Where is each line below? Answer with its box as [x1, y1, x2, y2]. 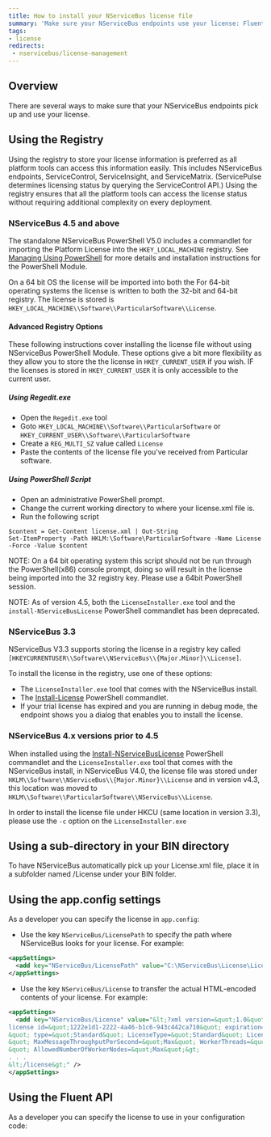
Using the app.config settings [8, 893, 161, 907]
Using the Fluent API [8, 1091, 113, 1105]
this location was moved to [8, 783, 98, 793]
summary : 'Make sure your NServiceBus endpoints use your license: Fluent [8, 19, 265, 27]
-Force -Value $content [8, 542, 89, 550]
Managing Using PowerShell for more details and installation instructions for [8, 252, 261, 263]
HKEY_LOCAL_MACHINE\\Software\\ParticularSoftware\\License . [8, 302, 217, 312]
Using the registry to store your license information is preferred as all [8, 154, 238, 164]
